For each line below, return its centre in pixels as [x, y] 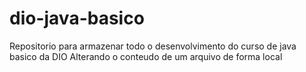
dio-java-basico [77, 18]
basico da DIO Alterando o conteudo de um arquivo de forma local [146, 56]
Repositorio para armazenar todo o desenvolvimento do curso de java [153, 46]
